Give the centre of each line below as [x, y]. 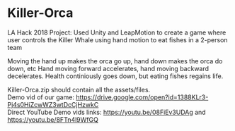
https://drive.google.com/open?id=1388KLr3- [142, 97]
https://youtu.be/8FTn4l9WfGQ [53, 119]
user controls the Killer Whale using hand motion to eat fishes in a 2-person [117, 39]
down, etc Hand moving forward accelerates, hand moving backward [108, 68]
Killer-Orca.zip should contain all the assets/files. [79, 89]
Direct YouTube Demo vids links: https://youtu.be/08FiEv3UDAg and [107, 112]
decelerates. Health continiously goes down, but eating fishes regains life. [115, 76]
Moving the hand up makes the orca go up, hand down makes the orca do [115, 61]
